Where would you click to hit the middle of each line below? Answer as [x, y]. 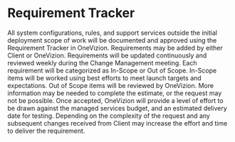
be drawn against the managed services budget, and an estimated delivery [117, 108]
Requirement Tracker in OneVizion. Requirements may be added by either [115, 48]
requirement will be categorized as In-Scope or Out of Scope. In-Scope [112, 70]
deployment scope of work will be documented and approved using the [112, 40]
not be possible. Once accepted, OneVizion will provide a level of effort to [115, 100]
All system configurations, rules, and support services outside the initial [112, 33]
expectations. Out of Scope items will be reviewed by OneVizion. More [111, 85]
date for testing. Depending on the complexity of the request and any [109, 116]
